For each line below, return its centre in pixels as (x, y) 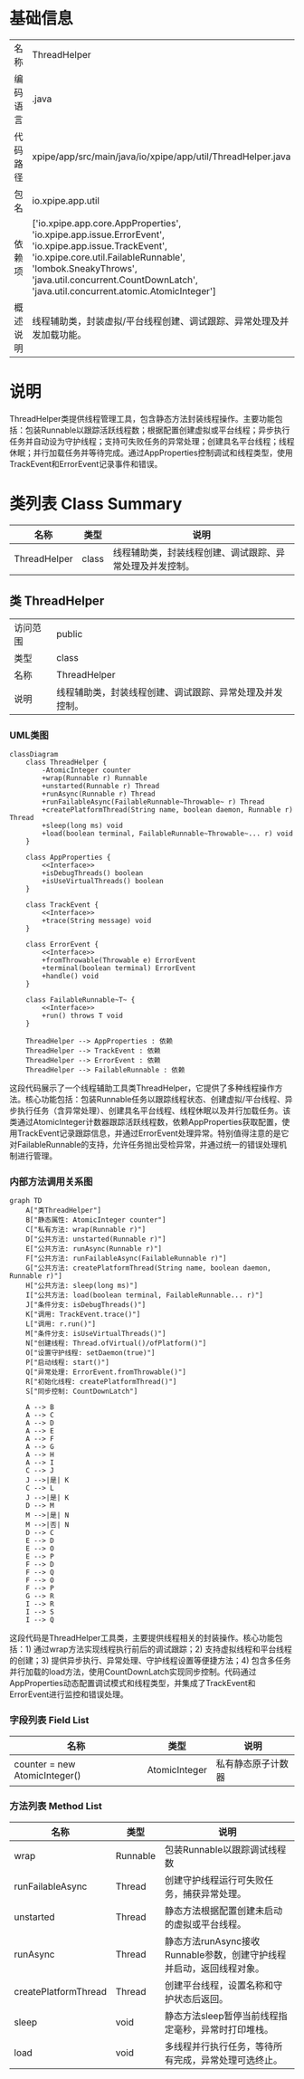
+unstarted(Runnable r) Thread (101, 786)
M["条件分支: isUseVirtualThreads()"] (96, 1334)
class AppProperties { (68, 857)
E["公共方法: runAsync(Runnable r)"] (94, 1249)
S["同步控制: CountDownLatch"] (82, 1392)
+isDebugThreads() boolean (93, 873)
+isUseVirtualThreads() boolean (103, 881)
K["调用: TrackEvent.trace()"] (83, 1315)
